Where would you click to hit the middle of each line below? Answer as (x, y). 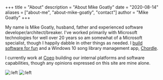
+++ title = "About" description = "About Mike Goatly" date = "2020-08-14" (82, 7)
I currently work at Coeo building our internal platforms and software (75, 58)
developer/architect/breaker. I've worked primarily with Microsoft (71, 32)
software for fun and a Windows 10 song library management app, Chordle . (82, 48)
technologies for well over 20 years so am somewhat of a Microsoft (74, 38)
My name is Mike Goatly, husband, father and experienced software (74, 27)
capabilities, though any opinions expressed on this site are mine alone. (78, 63)
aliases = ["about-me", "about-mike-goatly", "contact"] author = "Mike (77, 12)
